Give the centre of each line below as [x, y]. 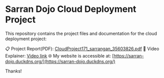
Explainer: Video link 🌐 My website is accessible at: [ [59, 56]
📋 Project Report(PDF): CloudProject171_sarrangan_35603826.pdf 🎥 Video [82, 49]
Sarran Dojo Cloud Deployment [71, 9]
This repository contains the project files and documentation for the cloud [81, 33]
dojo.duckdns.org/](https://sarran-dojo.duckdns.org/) [60, 61]
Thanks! [13, 71]
